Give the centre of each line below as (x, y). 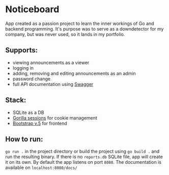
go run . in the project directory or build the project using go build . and (82, 152)
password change (32, 79)
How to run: (24, 139)
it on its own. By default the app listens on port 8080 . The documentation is (83, 162)
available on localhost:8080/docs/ (41, 168)
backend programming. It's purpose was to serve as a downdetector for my (84, 28)
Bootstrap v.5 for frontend (40, 123)
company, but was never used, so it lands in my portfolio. (65, 34)
